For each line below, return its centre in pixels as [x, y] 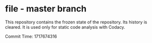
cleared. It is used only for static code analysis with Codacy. [65, 27]
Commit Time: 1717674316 [31, 36]
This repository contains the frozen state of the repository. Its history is [76, 22]
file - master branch [46, 9]
